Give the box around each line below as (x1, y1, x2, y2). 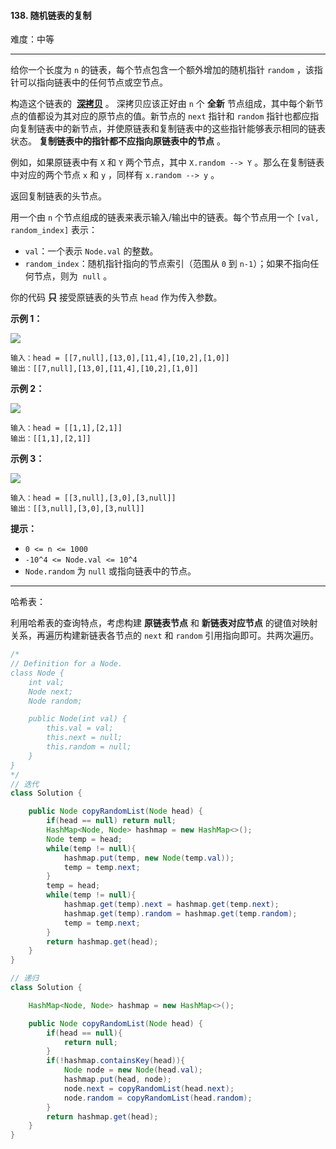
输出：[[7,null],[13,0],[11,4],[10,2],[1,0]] (10, 364, 199, 374)
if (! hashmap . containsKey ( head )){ (46, 1056, 186, 1066)
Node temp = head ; (46, 834, 123, 844)
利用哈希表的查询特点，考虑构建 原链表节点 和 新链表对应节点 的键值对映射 (10, 617, 318, 629)
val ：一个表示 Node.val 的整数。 (24, 245, 159, 257)
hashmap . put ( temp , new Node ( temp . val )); (63, 853, 235, 863)
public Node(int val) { (28, 714, 128, 724)
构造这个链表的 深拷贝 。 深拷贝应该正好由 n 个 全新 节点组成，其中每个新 (10, 98, 315, 110)
